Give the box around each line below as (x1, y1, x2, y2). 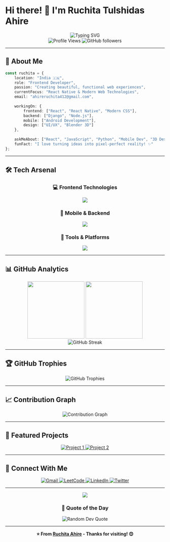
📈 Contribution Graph (5, 395, 76, 404)
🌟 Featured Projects (5, 431, 69, 439)
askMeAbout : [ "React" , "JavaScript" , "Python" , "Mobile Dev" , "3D (14, 137, 157, 142)
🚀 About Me (5, 57, 43, 66)
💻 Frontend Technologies (53, 184, 117, 191)
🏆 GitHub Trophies (5, 359, 67, 368)
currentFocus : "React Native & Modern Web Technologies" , (14, 89, 139, 95)
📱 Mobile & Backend (60, 209, 110, 217)
